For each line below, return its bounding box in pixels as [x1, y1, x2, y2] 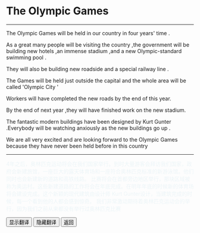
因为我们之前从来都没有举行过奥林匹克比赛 [16, 205, 121, 212]
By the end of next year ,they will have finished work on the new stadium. [6, 106, 186, 114]
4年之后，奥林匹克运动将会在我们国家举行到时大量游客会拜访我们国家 [6, 160, 182, 167]
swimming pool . [6, 54, 46, 61]
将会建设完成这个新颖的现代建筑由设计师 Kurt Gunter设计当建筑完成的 [6, 190, 187, 197]
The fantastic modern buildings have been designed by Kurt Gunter [6, 118, 171, 125]
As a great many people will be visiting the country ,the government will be [6, 41, 189, 48]
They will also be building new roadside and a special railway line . [6, 65, 169, 72]
